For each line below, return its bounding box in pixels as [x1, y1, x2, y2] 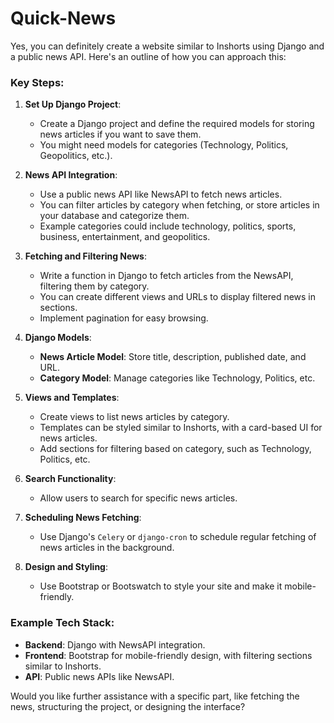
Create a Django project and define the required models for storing [39, 118, 315, 130]
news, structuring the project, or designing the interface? [10, 700, 246, 712]
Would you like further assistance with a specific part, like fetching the [10, 690, 300, 702]
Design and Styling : [24, 561, 109, 573]
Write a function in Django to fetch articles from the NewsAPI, [39, 270, 294, 282]
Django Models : [24, 332, 92, 344]
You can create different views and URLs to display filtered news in [39, 291, 317, 303]
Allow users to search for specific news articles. [39, 492, 238, 504]
